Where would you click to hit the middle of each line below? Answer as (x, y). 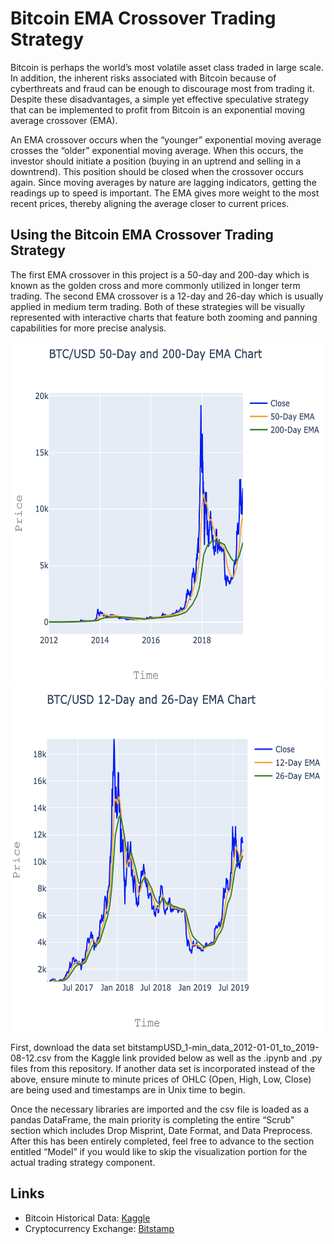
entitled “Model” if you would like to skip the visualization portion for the (159, 1151)
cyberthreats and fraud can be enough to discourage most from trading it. (162, 88)
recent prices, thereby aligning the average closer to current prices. (150, 203)
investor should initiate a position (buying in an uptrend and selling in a (156, 161)
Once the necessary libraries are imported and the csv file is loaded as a (160, 1109)
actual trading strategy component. (83, 1162)
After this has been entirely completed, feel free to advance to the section (162, 1141)
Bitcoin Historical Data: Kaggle (87, 1218)
